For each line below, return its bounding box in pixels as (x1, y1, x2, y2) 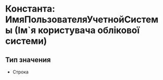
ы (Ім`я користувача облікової (5, 25, 140, 36)
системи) (5, 35, 47, 47)
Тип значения (5, 55, 51, 64)
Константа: (5, 3, 56, 15)
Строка (12, 69, 29, 75)
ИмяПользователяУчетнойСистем (5, 14, 158, 25)
